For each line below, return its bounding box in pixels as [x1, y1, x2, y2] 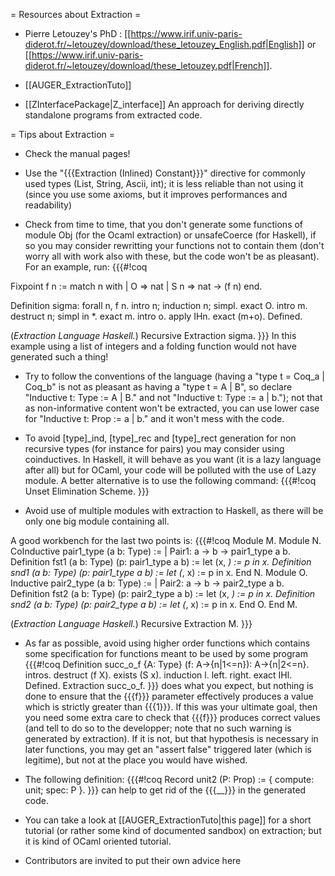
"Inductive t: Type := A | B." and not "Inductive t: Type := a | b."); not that [24, 392, 323, 403]
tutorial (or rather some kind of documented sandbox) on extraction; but [24, 825, 322, 836]
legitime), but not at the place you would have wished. [24, 754, 248, 766]
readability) [24, 199, 73, 211]
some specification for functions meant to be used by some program [24, 648, 308, 659]
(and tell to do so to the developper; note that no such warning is [24, 722, 292, 734]
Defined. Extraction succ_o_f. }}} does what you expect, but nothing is [24, 680, 314, 691]
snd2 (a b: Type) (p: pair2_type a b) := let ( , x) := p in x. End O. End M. [10, 599, 298, 610]
